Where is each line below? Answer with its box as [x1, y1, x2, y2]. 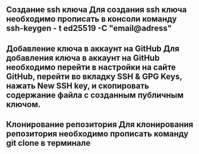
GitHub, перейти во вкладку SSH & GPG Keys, [6, 71, 182, 81]
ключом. [6, 99, 41, 109]
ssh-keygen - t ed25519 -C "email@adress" [6, 23, 172, 33]
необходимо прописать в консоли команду [6, 14, 177, 24]
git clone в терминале [6, 138, 91, 148]
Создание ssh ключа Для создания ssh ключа [6, 5, 187, 15]
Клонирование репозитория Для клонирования [6, 120, 194, 130]
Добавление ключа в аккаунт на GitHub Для [6, 43, 180, 54]
